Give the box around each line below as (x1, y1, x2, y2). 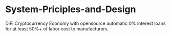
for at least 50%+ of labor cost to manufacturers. (5, 25, 109, 31)
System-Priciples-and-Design (5, 4, 136, 15)
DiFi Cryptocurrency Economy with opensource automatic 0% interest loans (5, 20, 166, 26)
